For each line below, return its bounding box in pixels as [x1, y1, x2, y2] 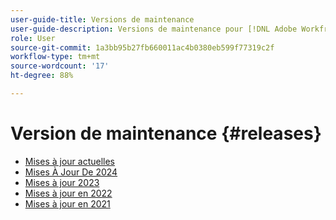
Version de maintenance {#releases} [10, 122, 322, 145]
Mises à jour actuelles [24, 155, 115, 167]
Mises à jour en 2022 [24, 187, 113, 199]
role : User [10, 33, 56, 43]
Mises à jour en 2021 [24, 197, 111, 210]
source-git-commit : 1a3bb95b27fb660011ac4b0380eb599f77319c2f [10, 42, 275, 53]
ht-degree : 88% [10, 71, 74, 81]
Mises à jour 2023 [24, 176, 100, 188]
